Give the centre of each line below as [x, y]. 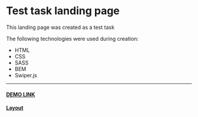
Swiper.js [26, 75]
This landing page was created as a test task [60, 27]
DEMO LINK [21, 94]
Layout [15, 108]
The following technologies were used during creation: [72, 38]
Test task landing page [63, 11]
